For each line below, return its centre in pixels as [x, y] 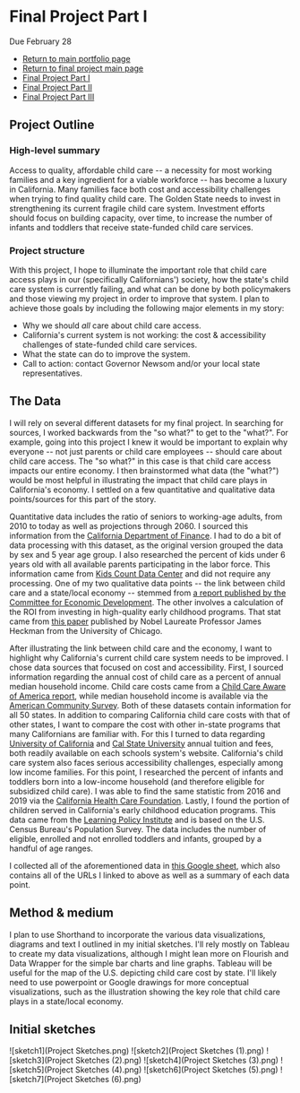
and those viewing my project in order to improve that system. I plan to [140, 299]
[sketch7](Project [41, 1080]
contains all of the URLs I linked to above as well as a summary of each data [150, 875]
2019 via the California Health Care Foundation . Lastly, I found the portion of [150, 801]
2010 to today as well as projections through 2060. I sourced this [129, 525]
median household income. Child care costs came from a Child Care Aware [148, 686]
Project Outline [52, 125]
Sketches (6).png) [108, 1080]
